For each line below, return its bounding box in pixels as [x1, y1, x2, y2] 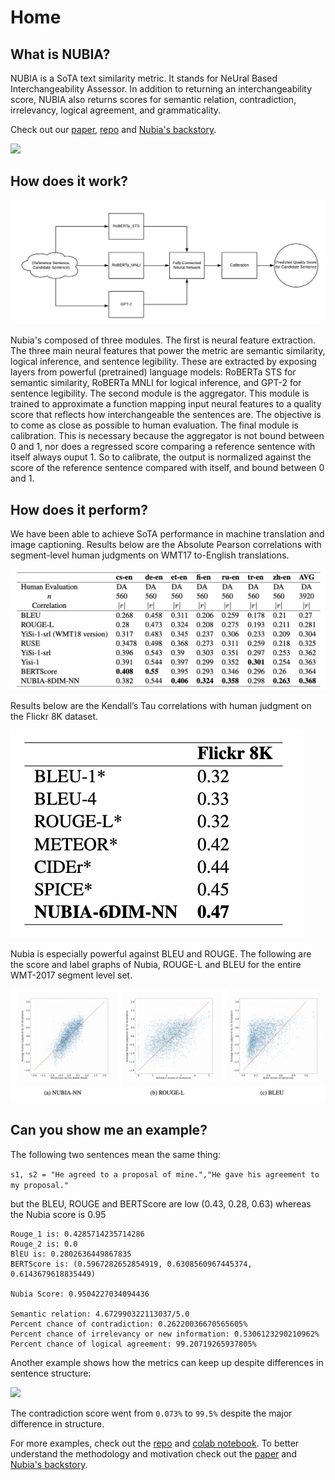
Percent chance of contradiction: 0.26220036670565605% [10, 1319, 248, 1329]
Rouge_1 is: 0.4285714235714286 [10, 1229, 145, 1239]
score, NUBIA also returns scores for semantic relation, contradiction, [10, 94, 297, 105]
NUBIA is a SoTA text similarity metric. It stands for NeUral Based [10, 72, 278, 84]
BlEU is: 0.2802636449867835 [10, 1249, 132, 1259]
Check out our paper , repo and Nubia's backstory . [10, 124, 217, 135]
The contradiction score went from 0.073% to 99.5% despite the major [10, 1407, 293, 1419]
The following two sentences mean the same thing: [10, 1148, 221, 1160]
